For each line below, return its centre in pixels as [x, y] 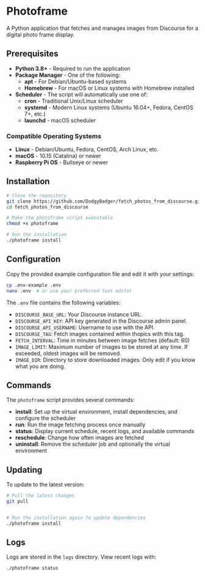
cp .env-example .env [34, 285]
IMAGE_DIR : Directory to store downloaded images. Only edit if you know [105, 360]
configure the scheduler [45, 418]
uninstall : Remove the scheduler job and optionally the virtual [92, 444]
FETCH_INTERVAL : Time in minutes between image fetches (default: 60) [103, 340]
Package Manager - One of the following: [68, 75]
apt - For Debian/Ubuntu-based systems [75, 81]
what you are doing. [40, 366]
